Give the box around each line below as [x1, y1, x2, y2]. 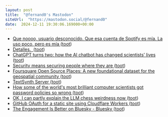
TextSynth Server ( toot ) [12, 79, 62, 85]
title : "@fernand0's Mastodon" [5, 12, 73, 17]
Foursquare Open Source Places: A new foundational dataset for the [12, 68, 155, 74]
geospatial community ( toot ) [12, 73, 72, 79]
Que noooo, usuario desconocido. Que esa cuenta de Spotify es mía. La [12, 36, 163, 42]
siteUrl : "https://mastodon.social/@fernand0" [5, 17, 108, 22]
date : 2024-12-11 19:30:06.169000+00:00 [5, 21, 94, 27]
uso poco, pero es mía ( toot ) [12, 41, 72, 47]
